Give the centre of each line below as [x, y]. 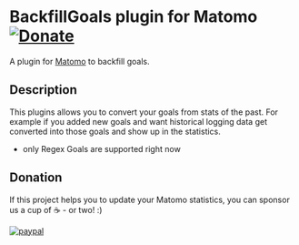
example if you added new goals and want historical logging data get [139, 121]
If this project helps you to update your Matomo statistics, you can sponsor [150, 199]
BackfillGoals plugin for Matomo [134, 17]
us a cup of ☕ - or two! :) [56, 209]
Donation [36, 178]
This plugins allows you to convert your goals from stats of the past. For [144, 112]
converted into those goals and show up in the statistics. [115, 131]
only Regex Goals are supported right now [102, 148]
